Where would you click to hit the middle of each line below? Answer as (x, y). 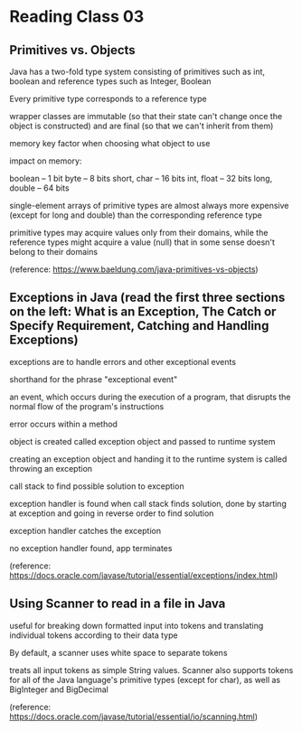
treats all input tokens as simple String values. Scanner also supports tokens (151, 670)
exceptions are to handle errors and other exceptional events (123, 361)
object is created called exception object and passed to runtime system (142, 441)
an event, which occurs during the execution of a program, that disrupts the (150, 397)
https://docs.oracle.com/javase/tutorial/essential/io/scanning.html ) (134, 717)
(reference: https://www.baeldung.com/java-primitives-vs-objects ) (134, 269)
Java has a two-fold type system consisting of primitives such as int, (137, 71)
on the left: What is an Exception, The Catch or (143, 312)
